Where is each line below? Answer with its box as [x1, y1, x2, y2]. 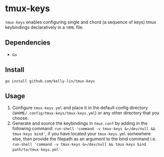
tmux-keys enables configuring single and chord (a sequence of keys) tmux [5, 19, 157, 25]
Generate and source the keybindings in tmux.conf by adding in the [12, 120, 148, 126]
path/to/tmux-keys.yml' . [12, 146, 62, 152]
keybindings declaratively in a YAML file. [5, 24, 84, 30]
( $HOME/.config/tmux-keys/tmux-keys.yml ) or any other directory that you [12, 110, 160, 116]
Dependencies [5, 39, 50, 47]
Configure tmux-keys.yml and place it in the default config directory [12, 105, 148, 111]
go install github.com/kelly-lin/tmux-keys [5, 79, 95, 84]
